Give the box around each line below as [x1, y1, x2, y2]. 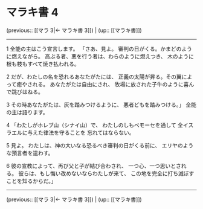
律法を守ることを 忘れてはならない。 [43, 129, 135, 136]
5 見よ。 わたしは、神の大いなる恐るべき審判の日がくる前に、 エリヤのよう [6, 141, 194, 149]
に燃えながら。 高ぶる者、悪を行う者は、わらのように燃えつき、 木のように [6, 53, 195, 60]
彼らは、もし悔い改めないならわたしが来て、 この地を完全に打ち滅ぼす [18, 170, 195, 177]
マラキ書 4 [6, 5, 59, 19]
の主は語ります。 [6, 108, 48, 115]
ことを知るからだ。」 [6, 177, 57, 184]
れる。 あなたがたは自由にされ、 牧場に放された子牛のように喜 [32, 80, 189, 88]
